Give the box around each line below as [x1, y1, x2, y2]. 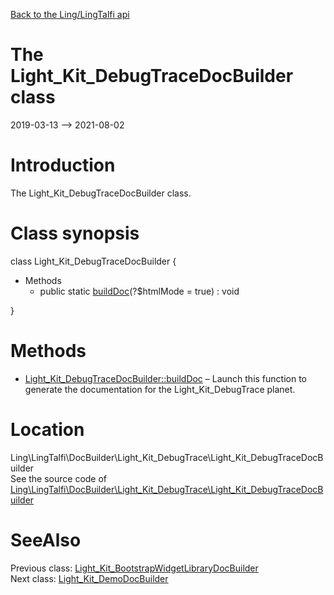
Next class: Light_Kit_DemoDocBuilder [10, 572, 169, 584]
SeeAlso [10, 529, 82, 551]
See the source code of [10, 472, 108, 484]
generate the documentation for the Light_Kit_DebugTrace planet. [24, 383, 296, 395]
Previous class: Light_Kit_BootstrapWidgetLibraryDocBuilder [10, 562, 259, 574]
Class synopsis [10, 222, 140, 245]
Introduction [10, 154, 116, 177]
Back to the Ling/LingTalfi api [10, 9, 130, 20]
